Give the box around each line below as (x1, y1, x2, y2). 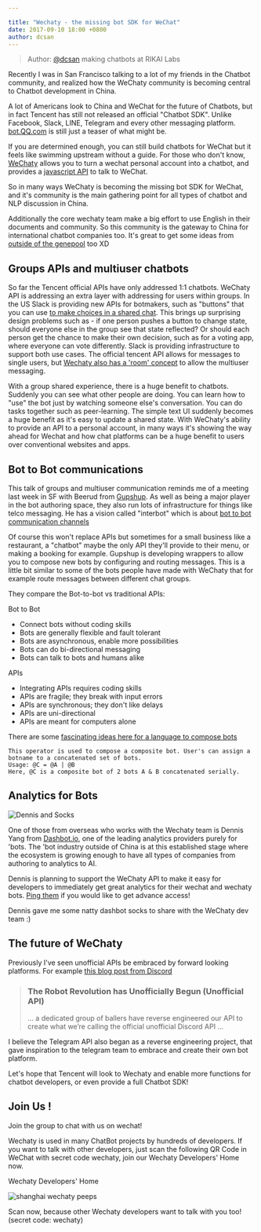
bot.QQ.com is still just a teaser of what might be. (8, 126, 167, 136)
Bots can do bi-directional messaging (19, 645, 141, 654)
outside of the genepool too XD (8, 239, 110, 248)
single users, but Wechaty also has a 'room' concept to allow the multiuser (8, 358, 249, 368)
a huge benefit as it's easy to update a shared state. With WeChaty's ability (8, 415, 251, 424)
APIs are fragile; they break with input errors (19, 692, 163, 701)
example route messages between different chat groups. (8, 574, 191, 583)
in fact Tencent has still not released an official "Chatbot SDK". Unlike (8, 110, 232, 119)
